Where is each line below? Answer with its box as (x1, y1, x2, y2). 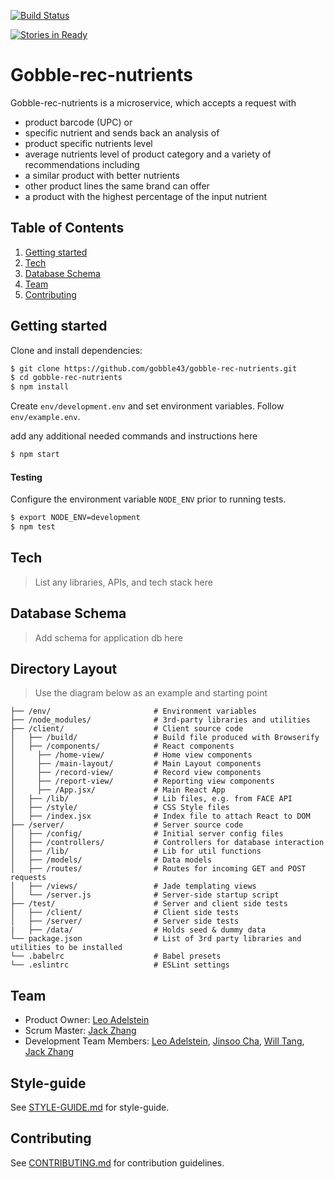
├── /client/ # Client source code (10, 724, 244, 734)
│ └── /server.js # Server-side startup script (10, 890, 280, 900)
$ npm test (10, 522, 56, 532)
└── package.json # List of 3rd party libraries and (10, 934, 302, 944)
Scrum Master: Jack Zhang (24, 1025, 137, 1037)
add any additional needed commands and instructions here (10, 430, 258, 442)
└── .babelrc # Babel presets (10, 951, 222, 962)
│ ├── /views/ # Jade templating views (10, 881, 257, 892)
